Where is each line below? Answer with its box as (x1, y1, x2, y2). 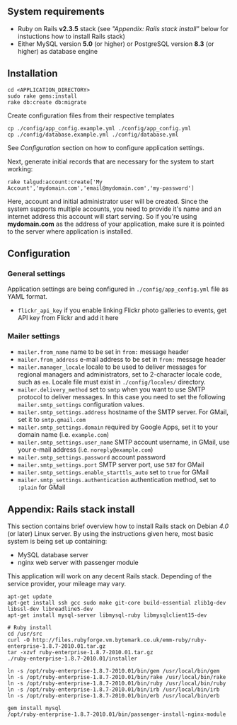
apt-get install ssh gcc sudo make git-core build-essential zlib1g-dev (7, 600, 226, 607)
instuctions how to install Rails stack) (17, 32, 126, 40)
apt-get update (7, 593, 52, 600)
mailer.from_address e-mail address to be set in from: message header (17, 355, 226, 363)
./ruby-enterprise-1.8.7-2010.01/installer (7, 655, 138, 663)
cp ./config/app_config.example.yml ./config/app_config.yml (7, 125, 192, 132)
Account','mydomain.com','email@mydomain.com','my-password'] (7, 184, 195, 192)
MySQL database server (17, 551, 88, 559)
